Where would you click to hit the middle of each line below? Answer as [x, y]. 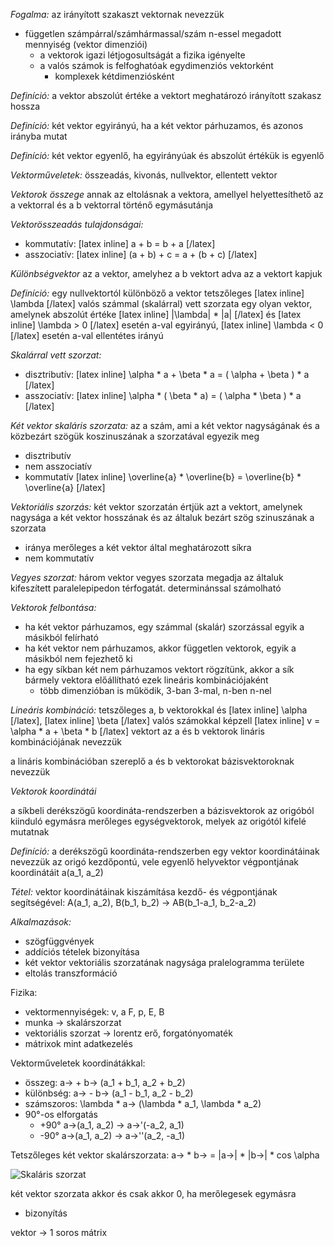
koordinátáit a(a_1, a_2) [57, 872]
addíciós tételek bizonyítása [82, 952]
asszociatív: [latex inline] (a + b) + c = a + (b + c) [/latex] [141, 254]
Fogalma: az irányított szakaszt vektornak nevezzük [117, 14]
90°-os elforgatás [61, 1114]
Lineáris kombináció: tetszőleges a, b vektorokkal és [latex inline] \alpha [159, 710]
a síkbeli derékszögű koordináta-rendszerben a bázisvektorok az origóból [162, 810]
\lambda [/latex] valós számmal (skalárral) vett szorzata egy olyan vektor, [161, 303]
